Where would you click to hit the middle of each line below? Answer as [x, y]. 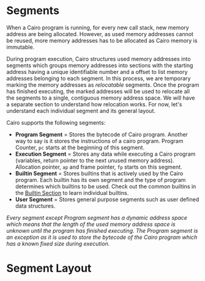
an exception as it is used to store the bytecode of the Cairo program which [102, 237]
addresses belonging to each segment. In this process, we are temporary [99, 78]
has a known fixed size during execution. [58, 243]
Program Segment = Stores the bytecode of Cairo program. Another [102, 134]
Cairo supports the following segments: [56, 122]
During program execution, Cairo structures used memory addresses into [99, 59]
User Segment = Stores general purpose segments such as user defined [107, 199]
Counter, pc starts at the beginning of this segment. [80, 147]
